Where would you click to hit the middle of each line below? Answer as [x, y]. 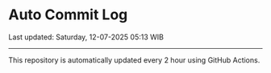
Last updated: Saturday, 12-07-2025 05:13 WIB [86, 37]
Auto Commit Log [68, 15]
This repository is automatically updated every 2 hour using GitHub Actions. [134, 60]
